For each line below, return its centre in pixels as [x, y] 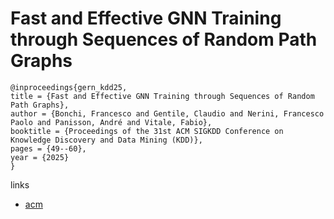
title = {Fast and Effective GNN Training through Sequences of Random [162, 96]
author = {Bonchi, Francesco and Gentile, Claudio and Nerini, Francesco [167, 113]
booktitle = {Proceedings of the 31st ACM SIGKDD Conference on [147, 131]
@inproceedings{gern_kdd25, [69, 87]
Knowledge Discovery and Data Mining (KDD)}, [106, 140]
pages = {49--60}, [48, 148]
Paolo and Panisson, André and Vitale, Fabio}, [111, 122]
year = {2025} [40, 157]
